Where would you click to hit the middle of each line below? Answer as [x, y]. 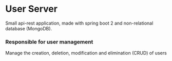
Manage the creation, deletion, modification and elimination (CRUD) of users [86, 53]
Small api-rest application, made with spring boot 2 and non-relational [79, 23]
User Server [32, 9]
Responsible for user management [49, 42]
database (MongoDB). [29, 28]
